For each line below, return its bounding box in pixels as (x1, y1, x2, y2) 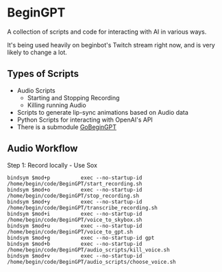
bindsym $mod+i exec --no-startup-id (7, 210, 143, 217)
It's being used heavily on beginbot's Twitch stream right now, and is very (7, 41, 216, 49)
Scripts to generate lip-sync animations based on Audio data (16, 108, 188, 116)
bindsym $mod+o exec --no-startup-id (7, 186, 143, 193)
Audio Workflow (7, 143, 78, 155)
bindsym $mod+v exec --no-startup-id (7, 252, 143, 259)
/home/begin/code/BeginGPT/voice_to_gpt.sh (7, 228, 134, 235)
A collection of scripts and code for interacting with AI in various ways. (7, 27, 207, 36)
